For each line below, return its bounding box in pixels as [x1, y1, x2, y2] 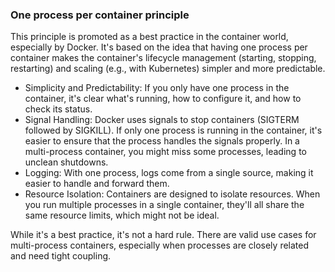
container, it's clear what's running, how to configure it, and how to [24, 93, 302, 105]
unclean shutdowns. [24, 156, 109, 168]
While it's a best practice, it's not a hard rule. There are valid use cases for [10, 229, 317, 241]
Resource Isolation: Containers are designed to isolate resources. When [24, 188, 321, 200]
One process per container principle [10, 8, 190, 22]
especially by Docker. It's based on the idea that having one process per [10, 41, 308, 53]
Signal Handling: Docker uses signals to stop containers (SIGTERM [24, 114, 300, 126]
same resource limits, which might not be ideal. [24, 209, 220, 222]
